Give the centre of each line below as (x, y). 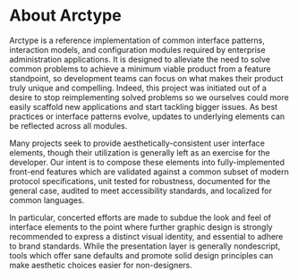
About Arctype (66, 16)
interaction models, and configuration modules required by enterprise (137, 49)
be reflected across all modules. (68, 125)
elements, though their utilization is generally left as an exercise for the (140, 152)
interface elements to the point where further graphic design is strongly (141, 227)
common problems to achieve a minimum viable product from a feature (140, 69)
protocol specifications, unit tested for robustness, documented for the (140, 181)
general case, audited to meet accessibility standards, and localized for (141, 190)
